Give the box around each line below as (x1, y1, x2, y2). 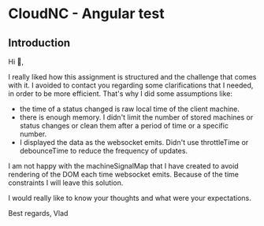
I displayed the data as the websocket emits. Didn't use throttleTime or (19, 138, 249, 146)
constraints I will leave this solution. (8, 178, 124, 187)
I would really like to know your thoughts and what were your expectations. (8, 194, 252, 202)
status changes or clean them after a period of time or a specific (19, 121, 229, 130)
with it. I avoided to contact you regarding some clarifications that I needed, (8, 80, 254, 90)
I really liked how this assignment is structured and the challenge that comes (8, 72, 257, 81)
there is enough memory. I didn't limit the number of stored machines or (19, 113, 254, 122)
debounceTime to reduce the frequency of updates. (19, 146, 188, 155)
